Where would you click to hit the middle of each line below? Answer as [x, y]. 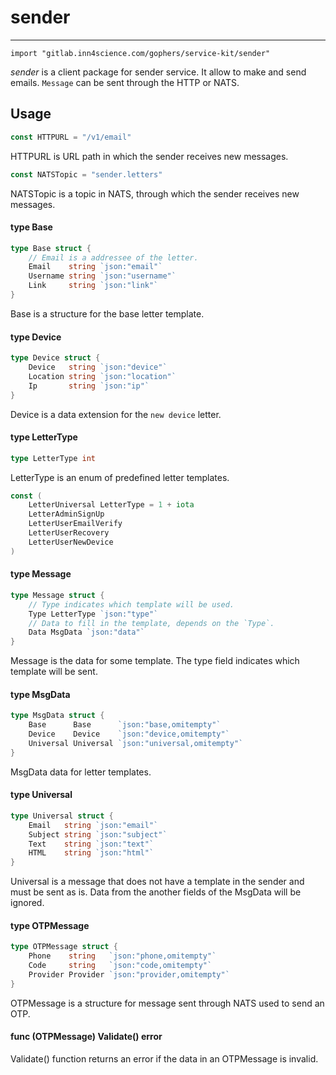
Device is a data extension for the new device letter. [116, 414]
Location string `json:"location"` [102, 376]
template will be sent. [54, 672]
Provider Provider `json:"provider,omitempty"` [129, 975]
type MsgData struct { [57, 716]
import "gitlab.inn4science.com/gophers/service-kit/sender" [140, 53]
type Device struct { [55, 358]
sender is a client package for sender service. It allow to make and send [158, 72]
